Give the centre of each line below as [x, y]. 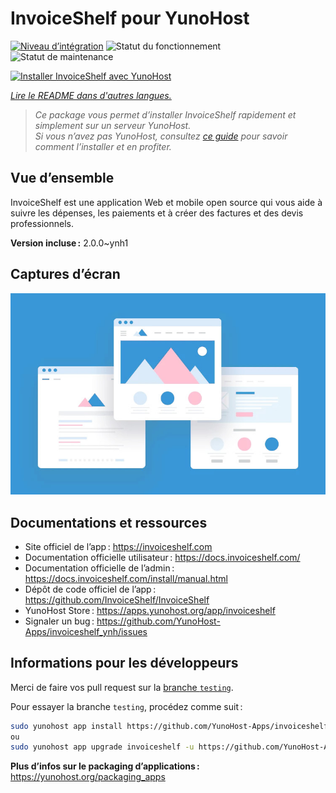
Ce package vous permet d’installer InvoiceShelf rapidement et [165, 114]
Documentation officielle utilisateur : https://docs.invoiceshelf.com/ [162, 557]
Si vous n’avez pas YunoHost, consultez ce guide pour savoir [161, 136]
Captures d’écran [65, 274]
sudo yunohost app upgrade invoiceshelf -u [102, 747]
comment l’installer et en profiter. [103, 146]
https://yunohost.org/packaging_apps [88, 777]
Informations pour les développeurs [124, 663]
